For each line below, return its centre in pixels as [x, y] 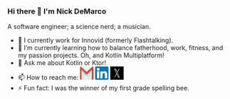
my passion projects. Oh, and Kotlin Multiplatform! [91, 55]
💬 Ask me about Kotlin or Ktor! [62, 63]
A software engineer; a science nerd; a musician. [79, 27]
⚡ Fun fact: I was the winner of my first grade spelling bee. [104, 88]
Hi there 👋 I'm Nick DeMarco [57, 11]
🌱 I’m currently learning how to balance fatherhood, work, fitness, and [120, 48]
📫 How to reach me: [48, 78]
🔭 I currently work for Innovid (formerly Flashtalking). [95, 40]
